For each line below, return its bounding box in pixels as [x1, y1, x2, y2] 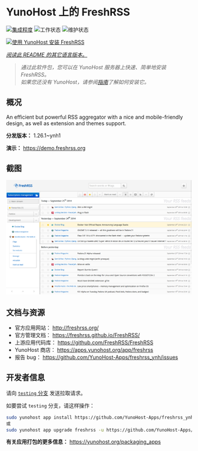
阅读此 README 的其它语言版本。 [6, 51, 88, 58]
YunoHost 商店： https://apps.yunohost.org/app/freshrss [14, 346, 153, 353]
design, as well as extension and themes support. [6, 119, 127, 127]
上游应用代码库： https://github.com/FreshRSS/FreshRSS [14, 339, 154, 346]
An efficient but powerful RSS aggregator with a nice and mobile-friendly [6, 113, 183, 120]
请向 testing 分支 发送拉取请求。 [6, 389, 86, 396]
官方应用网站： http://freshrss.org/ [14, 324, 99, 331]
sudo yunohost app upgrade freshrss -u [6, 427, 104, 433]
